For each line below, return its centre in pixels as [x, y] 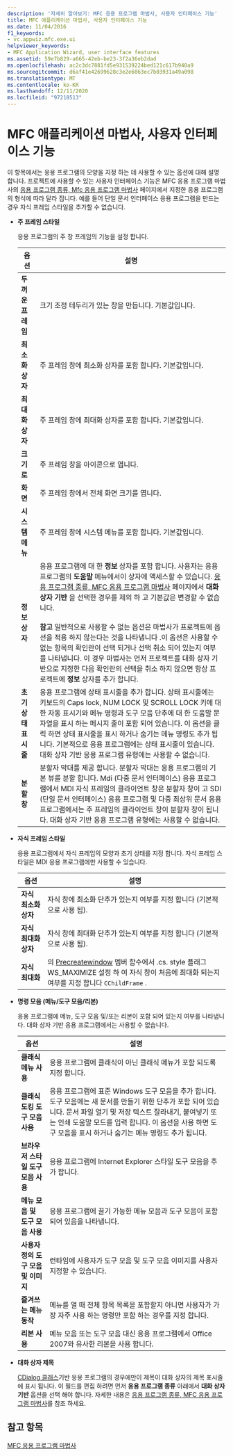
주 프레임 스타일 [38, 221]
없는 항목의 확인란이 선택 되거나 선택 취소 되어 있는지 [120, 647]
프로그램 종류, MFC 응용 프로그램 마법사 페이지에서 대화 [133, 587]
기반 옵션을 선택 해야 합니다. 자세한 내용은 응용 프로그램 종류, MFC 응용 [113, 1394]
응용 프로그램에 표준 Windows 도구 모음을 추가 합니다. [133, 1091]
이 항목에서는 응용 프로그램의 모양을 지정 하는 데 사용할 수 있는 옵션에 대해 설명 [113, 172]
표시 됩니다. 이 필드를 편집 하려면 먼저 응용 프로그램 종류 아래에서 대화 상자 [125, 1386]
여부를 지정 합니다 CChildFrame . [97, 982]
